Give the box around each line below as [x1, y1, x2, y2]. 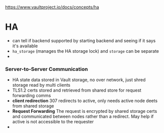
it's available [12, 43, 38, 49]
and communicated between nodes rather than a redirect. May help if [12, 113, 154, 120]
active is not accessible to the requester [12, 119, 94, 125]
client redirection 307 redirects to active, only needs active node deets [12, 98, 158, 104]
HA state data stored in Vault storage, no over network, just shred [12, 77, 146, 83]
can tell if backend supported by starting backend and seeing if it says [12, 37, 156, 43]
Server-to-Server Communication [5, 66, 88, 72]
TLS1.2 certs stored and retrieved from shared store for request [12, 87, 142, 93]
